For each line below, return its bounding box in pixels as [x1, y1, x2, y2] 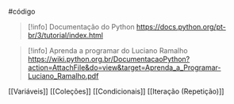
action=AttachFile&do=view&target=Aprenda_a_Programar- [27, 63, 221, 72]
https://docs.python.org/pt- [136, 22, 226, 31]
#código [8, 7, 36, 16]
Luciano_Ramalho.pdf [27, 71, 99, 80]
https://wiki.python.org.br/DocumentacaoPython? [27, 55, 190, 64]
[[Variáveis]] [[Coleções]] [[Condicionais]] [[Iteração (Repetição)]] [8, 87, 224, 96]
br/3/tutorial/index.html [27, 31, 103, 40]
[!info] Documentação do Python [27, 22, 135, 31]
